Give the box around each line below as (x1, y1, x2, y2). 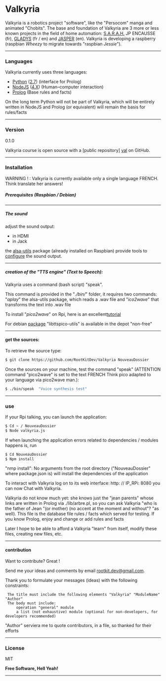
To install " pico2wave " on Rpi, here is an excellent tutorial (5, 311, 121, 317)
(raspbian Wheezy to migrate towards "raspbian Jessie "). (5, 41, 122, 47)
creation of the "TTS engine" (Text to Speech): (5, 269, 103, 275)
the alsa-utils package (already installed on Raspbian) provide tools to (5, 247, 147, 253)
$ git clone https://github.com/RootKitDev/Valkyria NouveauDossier (5, 357, 149, 362)
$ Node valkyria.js (5, 428, 45, 433)
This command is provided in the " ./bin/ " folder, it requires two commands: (5, 291, 157, 297)
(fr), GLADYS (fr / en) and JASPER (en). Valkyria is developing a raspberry (5, 36, 156, 42)
